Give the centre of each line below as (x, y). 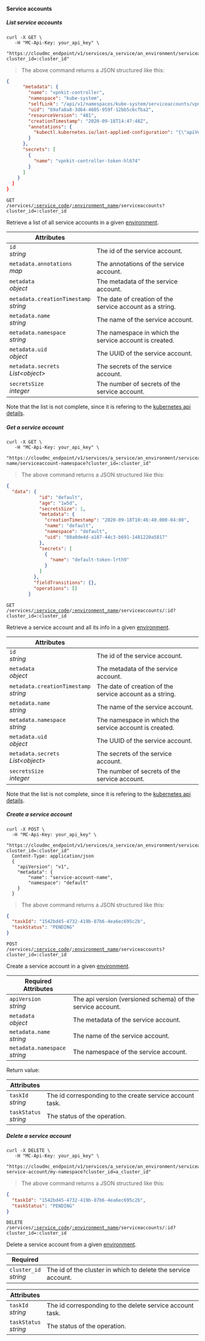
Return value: (23, 1070)
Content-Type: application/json (53, 856)
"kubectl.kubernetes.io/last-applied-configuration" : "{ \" (110, 132)
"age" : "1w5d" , (58, 503)
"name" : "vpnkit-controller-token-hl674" (87, 161)
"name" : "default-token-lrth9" (90, 560)
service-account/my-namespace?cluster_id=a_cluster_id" (79, 1172)
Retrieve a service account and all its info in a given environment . (88, 627)
